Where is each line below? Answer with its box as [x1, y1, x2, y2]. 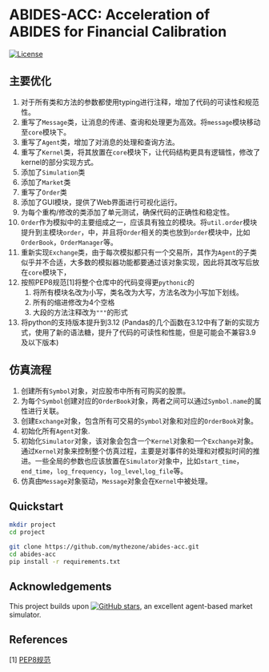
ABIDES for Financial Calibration [9, 22, 227, 41]
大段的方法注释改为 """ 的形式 [32, 307, 129, 317]
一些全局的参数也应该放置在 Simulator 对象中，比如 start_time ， [34, 456, 243, 465]
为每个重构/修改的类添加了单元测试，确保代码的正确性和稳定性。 [20, 207, 235, 217]
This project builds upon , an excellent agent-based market [9, 601, 253, 610]
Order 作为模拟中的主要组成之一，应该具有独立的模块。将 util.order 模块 [20, 217, 258, 227]
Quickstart [9, 499, 64, 513]
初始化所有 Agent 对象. [20, 426, 90, 436]
